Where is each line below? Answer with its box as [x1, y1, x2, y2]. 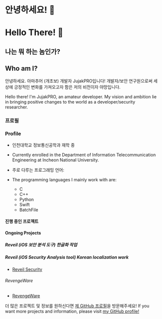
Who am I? [5, 64, 38, 73]
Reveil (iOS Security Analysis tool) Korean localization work [5, 254, 129, 260]
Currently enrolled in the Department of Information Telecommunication [12, 152, 156, 158]
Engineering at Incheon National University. [12, 157, 99, 163]
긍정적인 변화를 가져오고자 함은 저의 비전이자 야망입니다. [14, 84, 121, 90]
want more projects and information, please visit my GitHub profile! [5, 308, 140, 314]
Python [19, 196, 34, 202]
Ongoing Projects [5, 230, 41, 236]
